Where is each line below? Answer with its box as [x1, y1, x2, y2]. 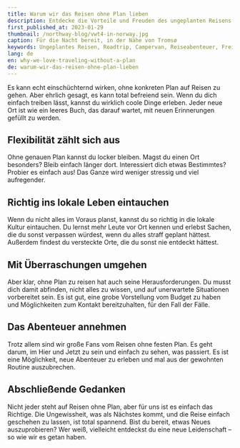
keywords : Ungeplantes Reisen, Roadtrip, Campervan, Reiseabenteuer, [7, 44, 219, 51]
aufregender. [7, 175, 46, 184]
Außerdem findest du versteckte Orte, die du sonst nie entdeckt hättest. [7, 238, 219, 247]
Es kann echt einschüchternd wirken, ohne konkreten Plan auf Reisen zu [7, 83, 221, 91]
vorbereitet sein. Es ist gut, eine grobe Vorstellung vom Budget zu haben [7, 293, 221, 302]
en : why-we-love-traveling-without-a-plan [7, 57, 136, 64]
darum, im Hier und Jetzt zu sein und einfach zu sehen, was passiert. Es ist [7, 347, 229, 356]
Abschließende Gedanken [7, 383, 126, 396]
